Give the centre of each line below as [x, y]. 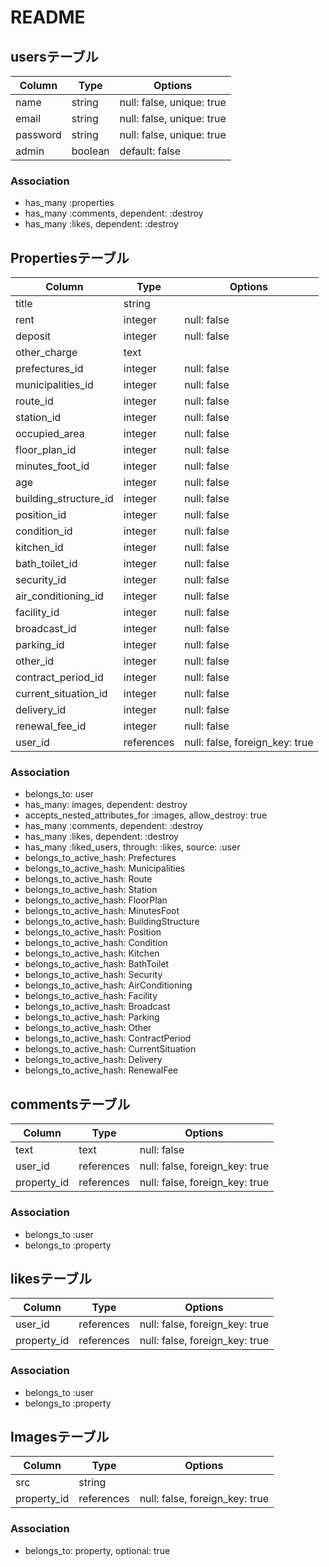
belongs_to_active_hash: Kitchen [92, 953]
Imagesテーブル [60, 1437]
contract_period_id [59, 678]
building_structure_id [64, 499]
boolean [90, 151]
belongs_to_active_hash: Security [93, 975]
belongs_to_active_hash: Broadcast [97, 1007]
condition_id [44, 531]
